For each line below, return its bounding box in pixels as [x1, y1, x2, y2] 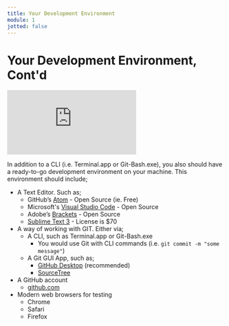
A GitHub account [17, 276, 68, 284]
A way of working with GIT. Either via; [17, 225, 124, 233]
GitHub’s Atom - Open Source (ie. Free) [27, 195, 139, 204]
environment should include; [7, 175, 88, 183]
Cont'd [7, 67, 47, 83]
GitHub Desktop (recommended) [37, 261, 131, 270]
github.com [27, 283, 60, 292]
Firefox [27, 312, 47, 320]
